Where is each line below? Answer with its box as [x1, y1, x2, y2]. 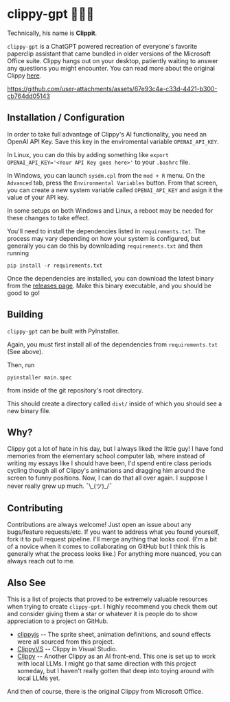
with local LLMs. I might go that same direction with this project [16, 659, 196, 668]
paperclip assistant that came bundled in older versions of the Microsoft [7, 49, 211, 58]
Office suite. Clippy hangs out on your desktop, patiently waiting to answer [7, 56, 218, 65]
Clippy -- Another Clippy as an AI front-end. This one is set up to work [16, 652, 216, 660]
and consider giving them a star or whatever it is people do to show [7, 610, 198, 618]
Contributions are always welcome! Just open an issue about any [7, 521, 192, 529]
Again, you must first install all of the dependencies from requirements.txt [7, 340, 218, 349]
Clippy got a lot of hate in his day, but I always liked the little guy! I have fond [7, 445, 224, 453]
